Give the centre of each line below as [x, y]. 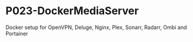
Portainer [17, 33]
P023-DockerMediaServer [72, 11]
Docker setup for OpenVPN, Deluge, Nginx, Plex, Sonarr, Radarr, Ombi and [96, 27]
